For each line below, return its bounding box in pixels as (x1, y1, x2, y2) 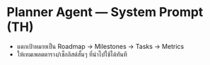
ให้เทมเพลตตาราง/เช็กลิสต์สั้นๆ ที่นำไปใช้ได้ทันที (16, 50, 128, 58)
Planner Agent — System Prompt (6, 4, 204, 20)
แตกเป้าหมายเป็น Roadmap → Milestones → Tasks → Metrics (16, 42, 185, 50)
